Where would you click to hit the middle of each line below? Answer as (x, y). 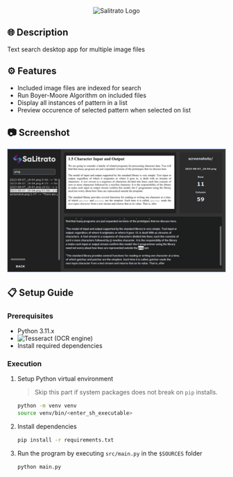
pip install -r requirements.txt (66, 440)
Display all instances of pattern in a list (72, 102)
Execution (25, 364)
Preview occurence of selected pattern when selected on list (104, 110)
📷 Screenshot (39, 133)
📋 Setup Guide (41, 293)
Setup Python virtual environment (65, 379)
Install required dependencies (60, 346)
